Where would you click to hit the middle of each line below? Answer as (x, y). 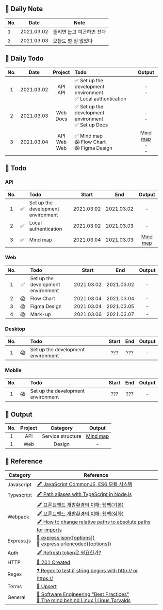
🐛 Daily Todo (24, 59)
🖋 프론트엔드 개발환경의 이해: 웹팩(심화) (80, 514)
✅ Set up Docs (91, 125)
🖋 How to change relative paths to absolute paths (94, 522)
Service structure (62, 436)
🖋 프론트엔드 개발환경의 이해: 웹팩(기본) (80, 505)
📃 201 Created (53, 562)
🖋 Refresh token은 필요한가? (69, 553)
